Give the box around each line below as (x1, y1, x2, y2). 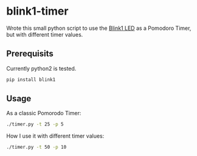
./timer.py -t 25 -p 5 (6, 121, 64, 127)
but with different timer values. (6, 30, 83, 38)
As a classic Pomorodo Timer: (6, 110, 81, 117)
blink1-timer (6, 4, 69, 18)
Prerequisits (6, 49, 54, 59)
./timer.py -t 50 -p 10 (6, 144, 67, 151)
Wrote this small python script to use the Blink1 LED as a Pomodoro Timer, (6, 24, 192, 32)
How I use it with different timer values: (6, 132, 105, 140)
